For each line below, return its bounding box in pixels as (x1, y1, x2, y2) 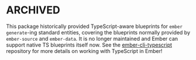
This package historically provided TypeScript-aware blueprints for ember (6, 23, 183, 30)
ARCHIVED (6, 3, 60, 17)
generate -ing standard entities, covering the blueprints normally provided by (6, 29, 191, 36)
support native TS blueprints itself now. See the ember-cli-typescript (6, 41, 173, 48)
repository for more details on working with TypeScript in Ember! (6, 47, 163, 54)
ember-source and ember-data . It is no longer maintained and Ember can (6, 35, 178, 42)
